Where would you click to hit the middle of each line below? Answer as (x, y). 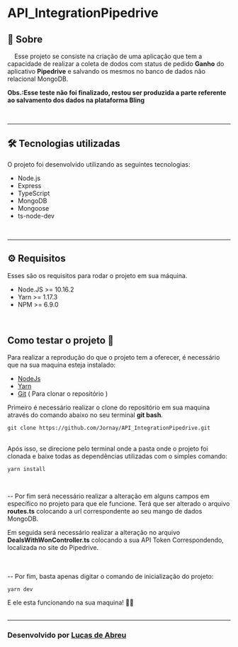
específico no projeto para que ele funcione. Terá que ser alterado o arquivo (119, 504)
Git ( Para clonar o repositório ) (63, 394)
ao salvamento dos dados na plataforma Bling (76, 100)
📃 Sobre (25, 39)
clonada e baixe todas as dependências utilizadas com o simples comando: (118, 456)
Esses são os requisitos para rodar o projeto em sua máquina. (97, 275)
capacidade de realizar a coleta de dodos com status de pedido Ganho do (116, 64)
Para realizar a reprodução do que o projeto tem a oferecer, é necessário (114, 358)
